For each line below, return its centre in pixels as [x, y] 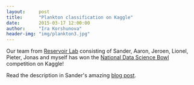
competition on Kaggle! [35, 64]
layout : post [28, 12]
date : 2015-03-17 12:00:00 [48, 23]
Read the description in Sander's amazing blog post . [71, 75]
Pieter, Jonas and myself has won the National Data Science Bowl [88, 57]
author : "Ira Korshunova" [44, 28]
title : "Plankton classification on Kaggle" [70, 17]
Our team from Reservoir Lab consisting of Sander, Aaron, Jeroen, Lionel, [97, 51]
